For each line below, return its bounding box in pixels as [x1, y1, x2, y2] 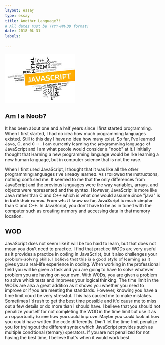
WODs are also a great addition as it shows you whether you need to [5, 282, 144, 288]
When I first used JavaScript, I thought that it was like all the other [5, 166, 139, 172]
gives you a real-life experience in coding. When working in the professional [5, 261, 160, 267]
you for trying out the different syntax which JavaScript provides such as [5, 324, 153, 330]
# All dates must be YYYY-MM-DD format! [5, 24, 90, 29]
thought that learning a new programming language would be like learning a [5, 151, 159, 157]
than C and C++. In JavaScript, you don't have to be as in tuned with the [5, 202, 152, 208]
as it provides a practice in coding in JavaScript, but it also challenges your [5, 251, 158, 257]
